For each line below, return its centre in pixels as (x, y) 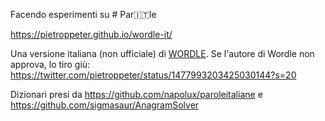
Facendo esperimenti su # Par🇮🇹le (83, 14)
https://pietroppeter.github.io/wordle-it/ (91, 34)
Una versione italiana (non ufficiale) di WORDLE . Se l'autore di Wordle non (162, 53)
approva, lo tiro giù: (50, 64)
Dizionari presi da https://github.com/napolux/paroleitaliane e (136, 94)
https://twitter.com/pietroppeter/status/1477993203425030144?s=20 (153, 75)
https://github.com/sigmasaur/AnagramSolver (105, 105)
